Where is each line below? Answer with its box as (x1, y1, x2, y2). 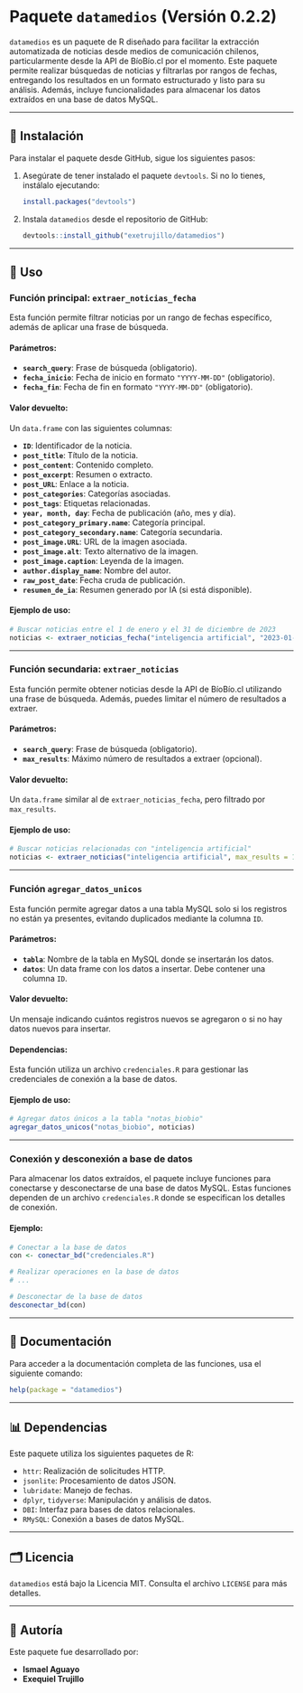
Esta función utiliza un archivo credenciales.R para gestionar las (9, 1064, 249, 1075)
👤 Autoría (9, 1622, 63, 1638)
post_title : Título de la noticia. (22, 449, 139, 460)
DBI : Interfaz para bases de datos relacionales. (22, 1504, 196, 1515)
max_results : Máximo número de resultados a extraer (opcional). (22, 753, 262, 765)
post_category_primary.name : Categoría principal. (22, 517, 206, 528)
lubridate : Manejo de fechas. (22, 1485, 133, 1496)
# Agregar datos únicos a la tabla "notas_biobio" (9, 1115, 204, 1124)
